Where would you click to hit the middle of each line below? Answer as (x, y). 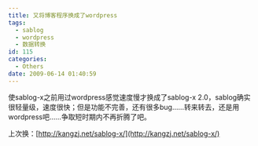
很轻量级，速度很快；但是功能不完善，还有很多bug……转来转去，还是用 (124, 107)
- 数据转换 (31, 45)
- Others (29, 67)
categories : (28, 60)
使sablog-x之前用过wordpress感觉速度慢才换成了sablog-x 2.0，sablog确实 (129, 97)
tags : (17, 23)
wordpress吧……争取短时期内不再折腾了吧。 (79, 117)
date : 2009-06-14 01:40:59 (52, 74)
